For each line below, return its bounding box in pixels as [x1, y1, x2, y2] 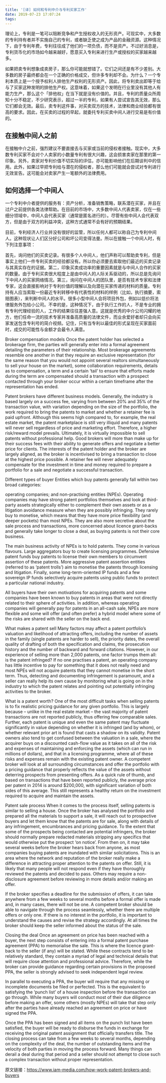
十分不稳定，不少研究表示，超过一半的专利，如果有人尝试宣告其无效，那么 [9, 97, 161, 103]
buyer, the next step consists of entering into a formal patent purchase [5, 937, 149, 943]
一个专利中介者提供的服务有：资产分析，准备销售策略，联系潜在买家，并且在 [5, 200, 161, 206]
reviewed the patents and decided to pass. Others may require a [5, 871, 136, 877]
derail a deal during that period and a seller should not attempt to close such [5, 1051, 161, 1057]
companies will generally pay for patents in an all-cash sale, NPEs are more [5, 605, 159, 611]
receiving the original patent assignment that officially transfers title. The [5, 1031, 153, 1036]
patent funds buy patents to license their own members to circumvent [5, 554, 147, 560]
